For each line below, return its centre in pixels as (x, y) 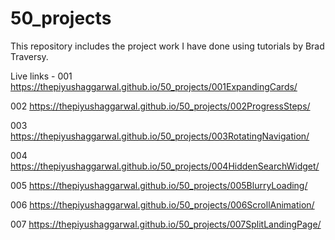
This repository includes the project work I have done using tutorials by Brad (167, 46)
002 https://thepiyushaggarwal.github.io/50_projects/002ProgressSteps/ (160, 106)
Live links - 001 (41, 76)
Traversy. (29, 56)
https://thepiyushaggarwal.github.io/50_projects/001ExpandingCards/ (154, 86)
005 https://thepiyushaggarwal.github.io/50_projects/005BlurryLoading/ (159, 185)
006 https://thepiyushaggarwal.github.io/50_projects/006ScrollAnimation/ (162, 204)
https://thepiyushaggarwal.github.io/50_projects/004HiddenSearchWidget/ (165, 166)
